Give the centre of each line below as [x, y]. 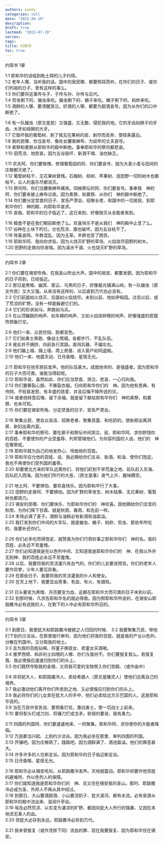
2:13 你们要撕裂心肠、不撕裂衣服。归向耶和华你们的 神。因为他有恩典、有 [80, 385]
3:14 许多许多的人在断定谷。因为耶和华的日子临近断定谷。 [63, 754]
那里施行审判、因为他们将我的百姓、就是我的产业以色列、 [101, 636]
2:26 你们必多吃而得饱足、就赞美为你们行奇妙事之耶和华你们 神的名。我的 [81, 539]
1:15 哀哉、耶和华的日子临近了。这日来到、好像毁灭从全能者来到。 [71, 212]
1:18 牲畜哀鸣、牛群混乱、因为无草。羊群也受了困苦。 [59, 235]
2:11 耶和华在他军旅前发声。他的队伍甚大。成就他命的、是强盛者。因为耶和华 [82, 367]
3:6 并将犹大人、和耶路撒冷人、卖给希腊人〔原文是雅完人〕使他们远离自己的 [82, 677]
